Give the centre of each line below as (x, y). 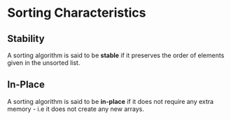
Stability (26, 39)
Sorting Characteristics (77, 13)
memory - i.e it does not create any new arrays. (76, 109)
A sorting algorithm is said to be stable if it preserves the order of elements (116, 55)
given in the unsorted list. (44, 63)
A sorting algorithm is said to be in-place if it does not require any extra (111, 101)
